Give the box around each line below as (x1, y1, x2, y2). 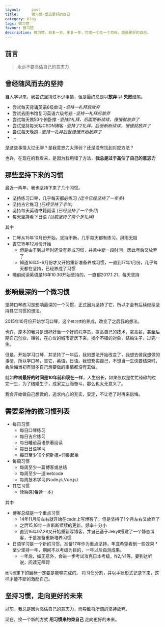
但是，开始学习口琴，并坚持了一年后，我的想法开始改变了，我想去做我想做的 (5, 352, 160, 358)
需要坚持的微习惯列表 (5, 407, 70, 415)
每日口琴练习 (19, 428, 46, 433)
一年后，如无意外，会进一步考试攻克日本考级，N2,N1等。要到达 (19, 553, 148, 559)
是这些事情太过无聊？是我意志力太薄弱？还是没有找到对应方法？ (5, 144, 134, 151)
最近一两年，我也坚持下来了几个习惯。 (5, 185, 82, 191)
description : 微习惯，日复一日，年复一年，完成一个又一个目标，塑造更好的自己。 (5, 30, 151, 35)
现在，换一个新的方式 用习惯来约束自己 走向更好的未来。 (5, 616, 119, 622)
